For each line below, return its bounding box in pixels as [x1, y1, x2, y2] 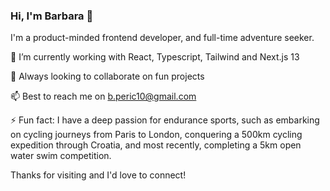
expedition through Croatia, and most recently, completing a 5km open [10, 139, 302, 151]
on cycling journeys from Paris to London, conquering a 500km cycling [10, 129, 303, 141]
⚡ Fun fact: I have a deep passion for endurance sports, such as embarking [10, 114, 320, 126]
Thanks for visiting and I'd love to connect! [10, 169, 187, 181]
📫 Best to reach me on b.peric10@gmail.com [10, 90, 197, 103]
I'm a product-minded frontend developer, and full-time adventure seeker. [10, 32, 315, 44]
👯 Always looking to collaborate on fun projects [10, 70, 205, 83]
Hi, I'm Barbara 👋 [10, 9, 94, 23]
